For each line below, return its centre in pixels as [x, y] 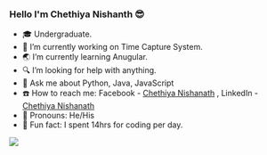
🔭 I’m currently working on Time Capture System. [112, 47]
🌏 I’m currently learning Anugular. [85, 57]
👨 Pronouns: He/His [58, 116]
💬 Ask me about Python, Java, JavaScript [98, 83]
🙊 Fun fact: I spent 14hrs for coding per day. [102, 125]
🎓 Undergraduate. [57, 34]
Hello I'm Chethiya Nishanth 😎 [77, 14]
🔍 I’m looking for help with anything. [89, 70]
